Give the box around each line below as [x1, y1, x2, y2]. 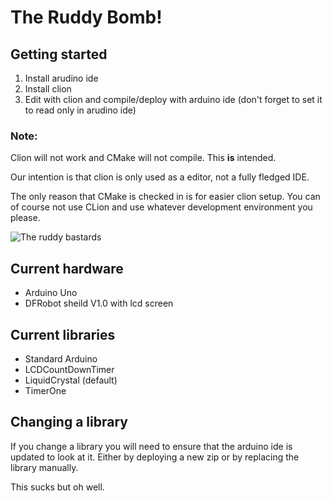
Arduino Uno [24, 287, 78, 299]
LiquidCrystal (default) [24, 374, 118, 386]
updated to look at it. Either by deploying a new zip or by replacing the [10, 451, 300, 463]
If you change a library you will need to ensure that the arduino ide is [10, 440, 293, 452]
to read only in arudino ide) [24, 104, 137, 116]
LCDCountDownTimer [24, 363, 115, 375]
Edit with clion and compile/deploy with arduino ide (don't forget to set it [24, 94, 323, 105]
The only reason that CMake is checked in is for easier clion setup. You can [10, 191, 321, 203]
